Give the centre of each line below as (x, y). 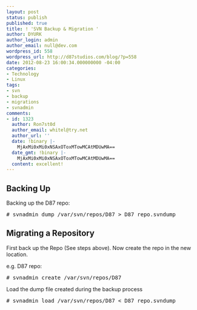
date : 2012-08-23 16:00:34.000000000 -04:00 (63, 62)
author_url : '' (31, 136)
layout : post (23, 12)
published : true (27, 23)
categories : (21, 68)
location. (17, 254)
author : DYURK (24, 35)
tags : (13, 85)
